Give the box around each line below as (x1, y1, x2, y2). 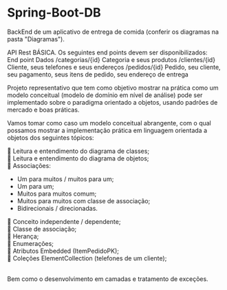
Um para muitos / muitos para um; (17, 174, 114, 183)
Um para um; (17, 182, 54, 190)
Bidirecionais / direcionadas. (17, 204, 98, 212)
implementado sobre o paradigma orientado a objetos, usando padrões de (7, 98, 218, 106)
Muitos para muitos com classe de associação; (17, 196, 151, 205)
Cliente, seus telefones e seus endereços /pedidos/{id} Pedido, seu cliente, (7, 63, 221, 71)
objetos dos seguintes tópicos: (7, 133, 94, 142)
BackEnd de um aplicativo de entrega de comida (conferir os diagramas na (7, 28, 219, 36)
